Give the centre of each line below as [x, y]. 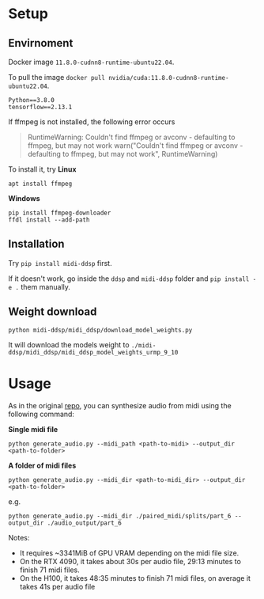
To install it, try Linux [42, 169]
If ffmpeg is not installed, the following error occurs [92, 122]
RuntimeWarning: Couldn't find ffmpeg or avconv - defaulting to [131, 137]
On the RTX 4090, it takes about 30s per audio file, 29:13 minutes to [130, 561]
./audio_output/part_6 [85, 523]
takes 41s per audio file [57, 586]
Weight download [53, 312]
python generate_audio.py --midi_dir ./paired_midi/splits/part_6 [120, 516]
